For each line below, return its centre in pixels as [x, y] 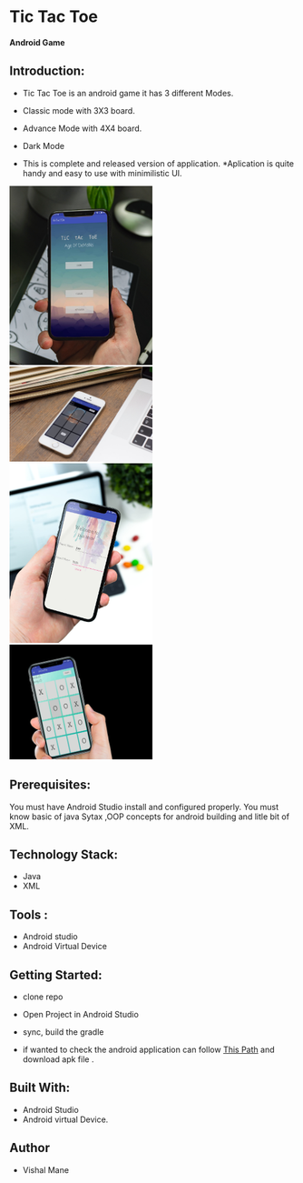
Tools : [29, 914]
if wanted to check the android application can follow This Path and [148, 1050]
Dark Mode [44, 145]
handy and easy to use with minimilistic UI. [103, 173]
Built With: [40, 1088]
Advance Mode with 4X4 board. [82, 128]
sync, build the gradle [63, 1032]
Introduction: [47, 71]
